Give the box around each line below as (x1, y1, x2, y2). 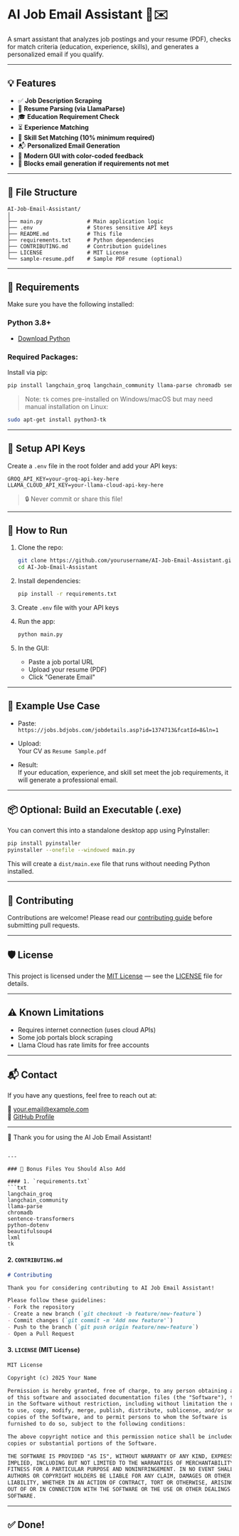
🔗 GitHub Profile (7, 1113, 55, 1121)
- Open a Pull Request (7, 1330, 75, 1337)
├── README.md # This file (7, 230, 122, 237)
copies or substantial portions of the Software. (7, 1440, 158, 1447)
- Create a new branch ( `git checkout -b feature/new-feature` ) (7, 1310, 202, 1318)
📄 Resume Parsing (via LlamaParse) (17, 104, 126, 113)
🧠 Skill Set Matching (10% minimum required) (17, 133, 155, 142)
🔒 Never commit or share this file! (24, 494, 123, 503)
